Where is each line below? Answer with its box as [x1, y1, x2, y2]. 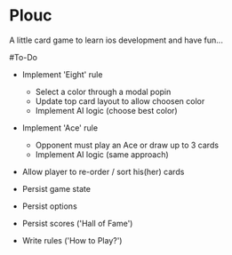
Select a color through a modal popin [35, 86, 172, 97]
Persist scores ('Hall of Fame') [21, 218, 133, 228]
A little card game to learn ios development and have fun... [9, 35, 224, 45]
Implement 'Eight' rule [21, 68, 103, 80]
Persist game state [21, 183, 92, 194]
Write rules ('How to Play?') [21, 235, 123, 245]
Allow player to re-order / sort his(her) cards [21, 166, 185, 177]
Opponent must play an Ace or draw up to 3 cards [35, 139, 220, 150]
